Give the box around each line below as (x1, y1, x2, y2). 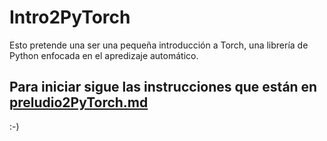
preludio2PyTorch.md (9, 94, 149, 111)
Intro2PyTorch (9, 6, 131, 29)
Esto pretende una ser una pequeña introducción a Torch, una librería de (9, 39, 309, 51)
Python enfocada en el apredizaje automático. (9, 49, 199, 61)
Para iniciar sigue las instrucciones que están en (9, 79, 318, 96)
